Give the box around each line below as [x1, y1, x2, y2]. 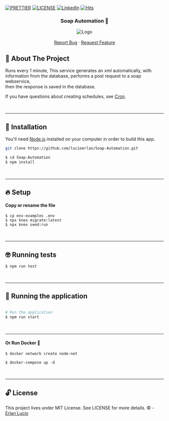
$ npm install [5, 160, 35, 165]
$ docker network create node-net [5, 351, 78, 356]
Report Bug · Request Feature [54, 39, 115, 45]
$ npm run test [5, 264, 37, 269]
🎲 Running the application [5, 292, 88, 300]
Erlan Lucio [5, 410, 29, 416]
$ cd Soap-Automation [5, 154, 51, 160]
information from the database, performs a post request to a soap [5, 73, 142, 79]
